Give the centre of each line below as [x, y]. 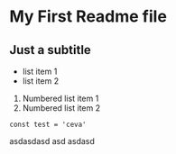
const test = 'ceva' [48, 124]
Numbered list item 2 [61, 108]
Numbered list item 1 [60, 98]
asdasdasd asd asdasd [52, 141]
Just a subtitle [51, 50]
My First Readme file [88, 17]
